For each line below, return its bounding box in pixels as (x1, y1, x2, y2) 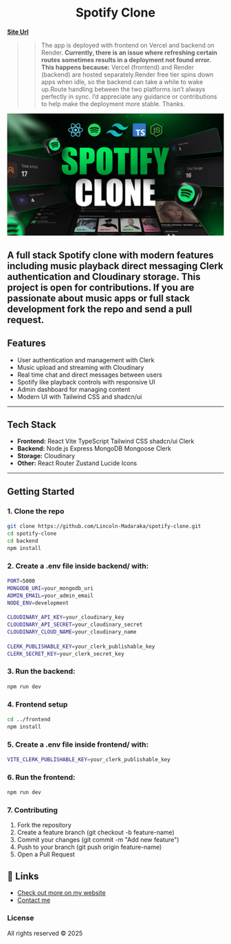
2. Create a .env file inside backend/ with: (7, 561, 149, 571)
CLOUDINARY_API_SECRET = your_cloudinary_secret (7, 621, 143, 629)
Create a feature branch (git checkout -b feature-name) (16, 828, 175, 836)
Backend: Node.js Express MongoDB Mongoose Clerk (16, 444, 172, 453)
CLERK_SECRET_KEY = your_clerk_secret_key (7, 650, 125, 657)
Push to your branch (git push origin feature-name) (16, 843, 162, 852)
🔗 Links (7, 870, 39, 882)
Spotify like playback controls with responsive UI (16, 377, 156, 386)
